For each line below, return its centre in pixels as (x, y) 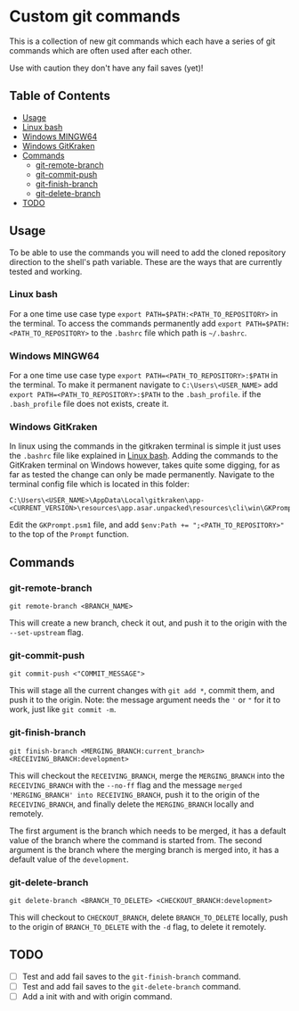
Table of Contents (60, 96)
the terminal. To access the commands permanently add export (125, 323)
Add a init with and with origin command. (97, 996)
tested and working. (46, 271)
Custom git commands (95, 17)
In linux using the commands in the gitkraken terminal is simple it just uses (145, 446)
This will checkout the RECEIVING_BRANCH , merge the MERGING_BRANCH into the (147, 775)
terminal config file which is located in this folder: (99, 485)
